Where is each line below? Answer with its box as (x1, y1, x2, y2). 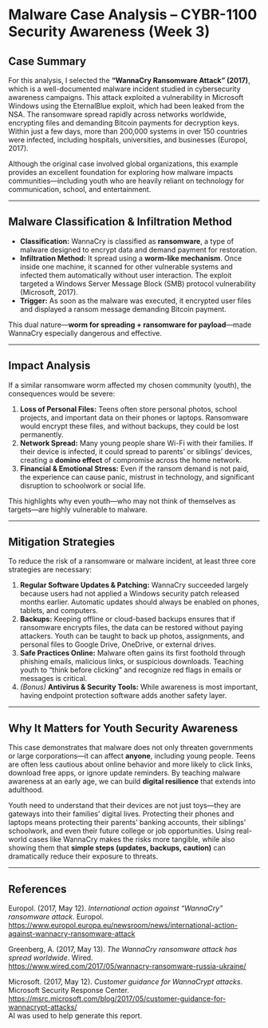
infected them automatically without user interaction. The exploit (19, 270, 232, 280)
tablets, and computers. (19, 606, 98, 616)
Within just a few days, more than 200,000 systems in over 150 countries (8, 126, 248, 136)
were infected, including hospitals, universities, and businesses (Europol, (8, 135, 248, 145)
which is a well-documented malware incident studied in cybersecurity (8, 84, 241, 94)
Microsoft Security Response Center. (8, 986, 130, 995)
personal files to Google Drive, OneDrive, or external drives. (19, 640, 217, 649)
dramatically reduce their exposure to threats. (8, 851, 159, 861)
